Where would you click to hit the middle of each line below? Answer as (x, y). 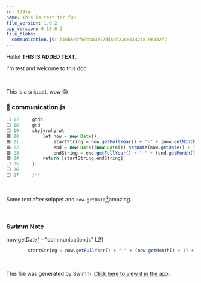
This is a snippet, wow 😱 (37, 91)
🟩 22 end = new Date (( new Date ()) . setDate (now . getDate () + (98, 147)
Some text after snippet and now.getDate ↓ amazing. (69, 198)
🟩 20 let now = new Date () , (53, 136)
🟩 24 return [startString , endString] (65, 159)
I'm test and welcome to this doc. (47, 68)
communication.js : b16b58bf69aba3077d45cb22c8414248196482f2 (89, 40)
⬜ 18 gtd (23, 125)
